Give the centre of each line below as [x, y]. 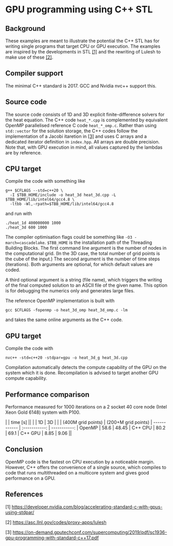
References [24, 494]
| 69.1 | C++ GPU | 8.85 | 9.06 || [39, 433]
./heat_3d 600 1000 [26, 227]
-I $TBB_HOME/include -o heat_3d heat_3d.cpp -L [63, 195]
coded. [13, 270]
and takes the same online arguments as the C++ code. [64, 320]
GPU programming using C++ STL [79, 10]
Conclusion [24, 450]
